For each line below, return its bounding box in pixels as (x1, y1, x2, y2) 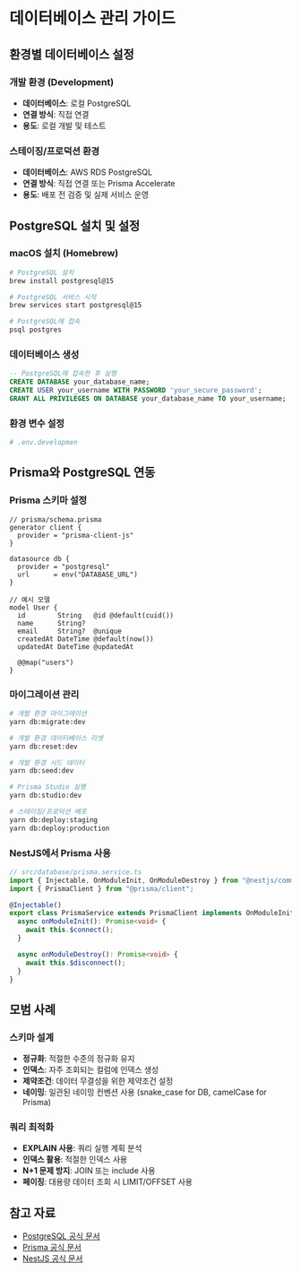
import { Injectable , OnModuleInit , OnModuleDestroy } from (9, 876, 239, 885)
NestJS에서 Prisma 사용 (9, 846, 111, 859)
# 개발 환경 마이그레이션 (9, 709, 88, 718)
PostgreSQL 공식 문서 (21, 1231, 100, 1242)
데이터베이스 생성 (9, 349, 80, 361)
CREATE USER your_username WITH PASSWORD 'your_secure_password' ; (9, 386, 262, 395)
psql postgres (9, 325, 63, 334)
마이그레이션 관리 (9, 688, 80, 700)
